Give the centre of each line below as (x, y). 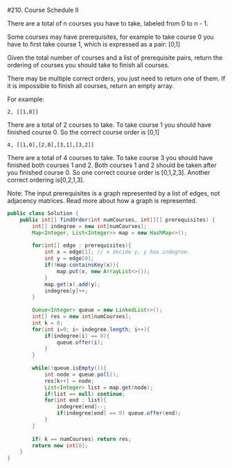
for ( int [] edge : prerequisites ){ (82, 245)
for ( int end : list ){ (75, 400)
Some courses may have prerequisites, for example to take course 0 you (111, 37)
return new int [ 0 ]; (60, 445)
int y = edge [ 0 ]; (69, 259)
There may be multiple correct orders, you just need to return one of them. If (116, 78)
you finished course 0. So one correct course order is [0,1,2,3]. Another (109, 172)
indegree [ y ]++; (66, 291)
